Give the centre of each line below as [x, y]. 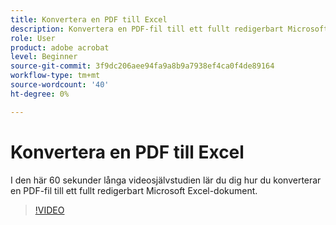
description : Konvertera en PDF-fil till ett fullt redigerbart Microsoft [169, 29]
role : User [33, 38]
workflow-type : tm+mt [55, 76]
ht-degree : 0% [40, 94]
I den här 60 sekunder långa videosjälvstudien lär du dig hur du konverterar [166, 180]
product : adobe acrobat [60, 47]
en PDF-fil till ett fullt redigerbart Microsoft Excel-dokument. [134, 190]
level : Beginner [44, 57]
